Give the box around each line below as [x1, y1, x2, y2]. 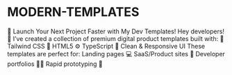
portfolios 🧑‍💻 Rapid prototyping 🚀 [7, 60, 103, 68]
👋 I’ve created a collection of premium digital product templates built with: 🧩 [7, 34, 224, 42]
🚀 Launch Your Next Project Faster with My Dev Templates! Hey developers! [7, 27, 224, 35]
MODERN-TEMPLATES [7, 4, 140, 20]
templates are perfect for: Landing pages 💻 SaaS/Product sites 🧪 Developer [7, 49, 226, 58]
